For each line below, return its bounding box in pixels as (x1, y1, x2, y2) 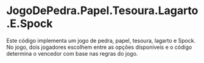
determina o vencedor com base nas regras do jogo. (6, 50, 138, 57)
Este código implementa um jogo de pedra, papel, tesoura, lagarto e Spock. (6, 37, 196, 44)
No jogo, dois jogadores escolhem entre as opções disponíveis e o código (6, 43, 192, 51)
